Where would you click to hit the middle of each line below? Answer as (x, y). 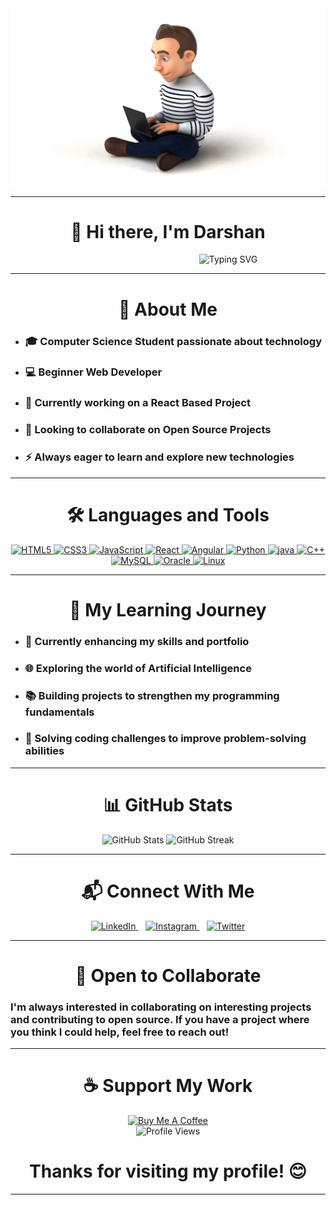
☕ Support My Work (168, 1086)
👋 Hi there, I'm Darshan (168, 231)
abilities (44, 751)
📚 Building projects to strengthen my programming (152, 695)
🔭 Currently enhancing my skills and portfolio (137, 641)
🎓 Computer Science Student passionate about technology (173, 341)
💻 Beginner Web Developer (93, 372)
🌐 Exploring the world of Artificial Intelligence (138, 668)
